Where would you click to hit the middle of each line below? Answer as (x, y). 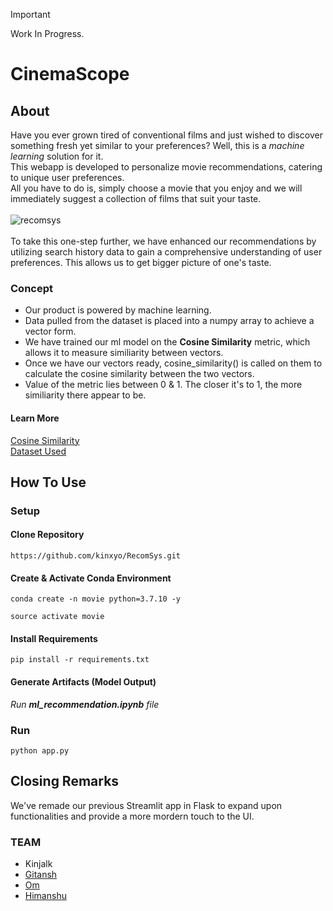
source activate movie (57, 617)
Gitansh (41, 875)
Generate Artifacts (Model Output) (83, 682)
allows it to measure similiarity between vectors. (124, 353)
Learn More (35, 418)
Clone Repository (47, 535)
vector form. (50, 331)
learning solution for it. (57, 156)
